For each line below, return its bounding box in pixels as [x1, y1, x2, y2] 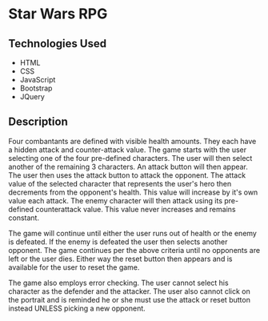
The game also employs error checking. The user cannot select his [8, 278, 230, 287]
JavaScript [19, 75, 56, 84]
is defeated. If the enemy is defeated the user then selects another [8, 237, 228, 247]
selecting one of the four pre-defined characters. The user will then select [8, 153, 253, 163]
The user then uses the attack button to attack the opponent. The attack [8, 170, 246, 180]
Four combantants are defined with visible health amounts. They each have [8, 136, 257, 146]
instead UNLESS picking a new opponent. [8, 303, 146, 313]
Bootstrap [19, 83, 53, 93]
